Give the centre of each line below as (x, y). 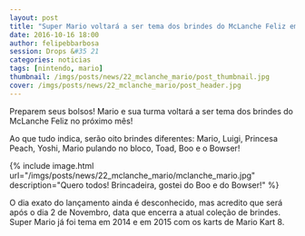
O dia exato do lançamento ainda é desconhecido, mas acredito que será (146, 202)
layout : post (34, 18)
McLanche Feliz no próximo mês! (71, 121)
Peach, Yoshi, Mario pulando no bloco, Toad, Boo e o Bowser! (125, 148)
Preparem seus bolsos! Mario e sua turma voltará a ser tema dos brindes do (151, 111)
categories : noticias (50, 60)
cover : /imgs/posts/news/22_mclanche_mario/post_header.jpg (126, 85)
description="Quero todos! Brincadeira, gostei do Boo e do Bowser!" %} (144, 185)
